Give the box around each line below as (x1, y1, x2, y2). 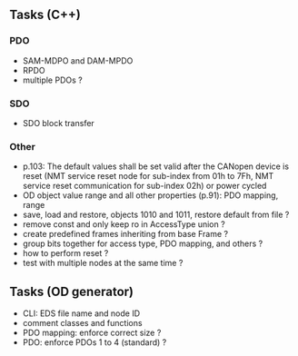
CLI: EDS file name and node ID (22, 308, 141, 319)
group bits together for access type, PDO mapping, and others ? (22, 238, 263, 249)
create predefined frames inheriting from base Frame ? (22, 229, 229, 240)
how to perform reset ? (22, 248, 109, 259)
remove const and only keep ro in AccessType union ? (22, 219, 225, 230)
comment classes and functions (22, 318, 143, 329)
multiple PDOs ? (22, 74, 84, 85)
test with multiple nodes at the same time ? (22, 258, 184, 269)
